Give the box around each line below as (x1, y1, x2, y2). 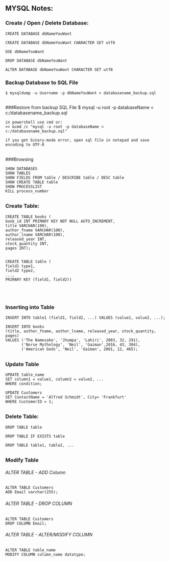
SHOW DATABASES (5, 166, 38, 171)
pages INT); (5, 246, 31, 251)
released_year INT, (5, 236, 47, 242)
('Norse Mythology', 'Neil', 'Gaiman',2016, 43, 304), (21, 342, 140, 348)
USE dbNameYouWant (5, 49, 44, 54)
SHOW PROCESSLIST (5, 184, 42, 189)
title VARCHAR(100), (5, 223, 50, 228)
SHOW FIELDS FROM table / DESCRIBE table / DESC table (5, 175, 125, 180)
